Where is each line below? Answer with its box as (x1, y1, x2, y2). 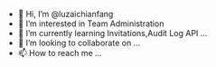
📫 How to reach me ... (17, 48, 102, 58)
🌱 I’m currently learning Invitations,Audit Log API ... (17, 28, 208, 38)
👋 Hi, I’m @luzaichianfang (17, 9, 114, 19)
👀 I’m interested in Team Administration (17, 18, 164, 29)
